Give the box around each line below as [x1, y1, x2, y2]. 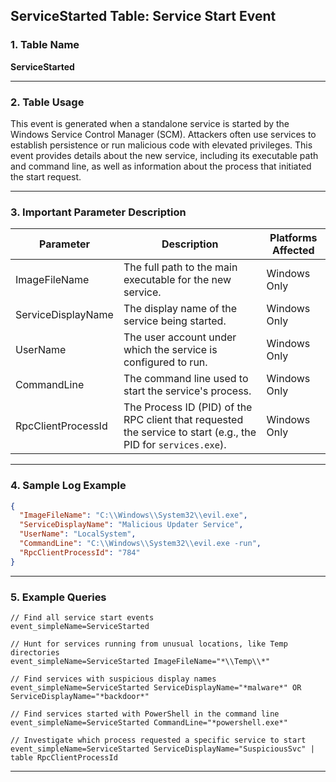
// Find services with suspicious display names [10, 674, 217, 684]
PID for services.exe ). [123, 438, 227, 452]
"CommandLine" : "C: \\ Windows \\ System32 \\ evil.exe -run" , [19, 539, 262, 549]
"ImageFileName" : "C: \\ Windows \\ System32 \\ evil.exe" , [19, 510, 248, 521]
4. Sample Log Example [10, 479, 127, 493]
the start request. [10, 170, 82, 183]
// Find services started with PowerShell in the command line [10, 709, 280, 719]
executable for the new [123, 273, 232, 287]
